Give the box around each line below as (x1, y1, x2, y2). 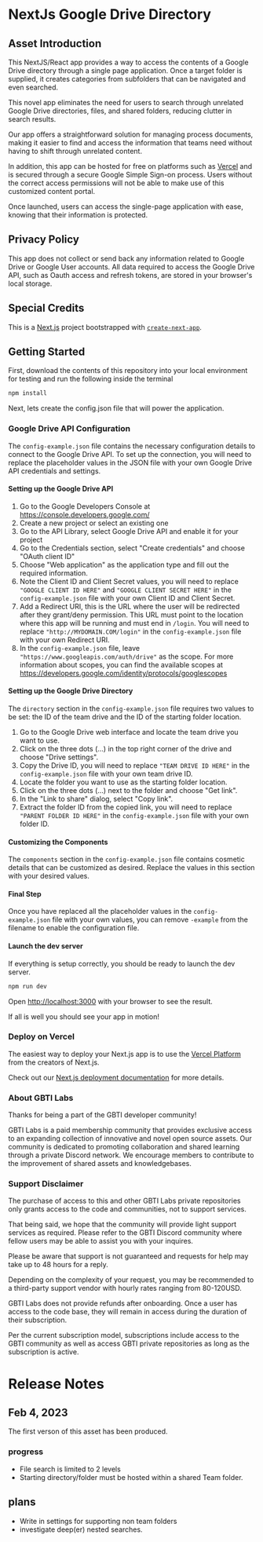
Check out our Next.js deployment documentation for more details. (8, 1072, 225, 1082)
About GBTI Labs (8, 1092, 74, 1103)
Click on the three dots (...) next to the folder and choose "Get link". (19, 786, 238, 795)
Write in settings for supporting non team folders (19, 1516, 177, 1526)
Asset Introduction (8, 37, 102, 50)
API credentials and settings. (8, 466, 101, 476)
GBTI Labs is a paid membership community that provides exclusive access (8, 1125, 253, 1135)
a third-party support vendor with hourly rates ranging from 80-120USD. (8, 1284, 242, 1293)
